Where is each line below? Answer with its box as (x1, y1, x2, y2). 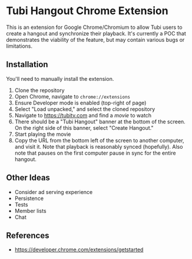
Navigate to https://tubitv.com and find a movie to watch (14, 112, 152, 119)
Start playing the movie (14, 130, 71, 137)
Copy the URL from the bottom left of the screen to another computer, (14, 137, 184, 144)
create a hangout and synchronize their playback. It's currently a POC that (6, 29, 187, 37)
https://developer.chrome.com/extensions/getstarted (14, 246, 144, 253)
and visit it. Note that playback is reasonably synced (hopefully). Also (14, 143, 183, 150)
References (6, 230, 49, 240)
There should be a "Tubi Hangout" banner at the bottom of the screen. (14, 118, 186, 125)
